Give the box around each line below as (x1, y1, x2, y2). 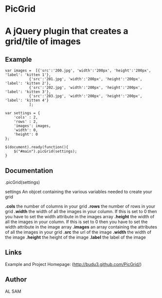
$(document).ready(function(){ (5, 145, 69, 150)
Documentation (5, 166, 54, 175)
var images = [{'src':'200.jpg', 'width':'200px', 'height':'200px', (5, 68, 151, 73)
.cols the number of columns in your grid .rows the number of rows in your (5, 203, 156, 209)
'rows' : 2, (14, 119, 38, 124)
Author (5, 276, 27, 284)
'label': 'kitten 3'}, (5, 89, 51, 94)
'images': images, (14, 123, 51, 128)
